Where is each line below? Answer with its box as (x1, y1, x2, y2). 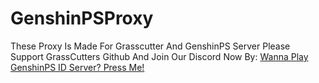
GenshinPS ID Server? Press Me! (10, 61, 145, 73)
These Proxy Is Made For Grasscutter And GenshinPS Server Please (10, 40, 291, 52)
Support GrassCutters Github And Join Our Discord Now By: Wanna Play (10, 50, 309, 62)
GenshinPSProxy (10, 7, 154, 30)
